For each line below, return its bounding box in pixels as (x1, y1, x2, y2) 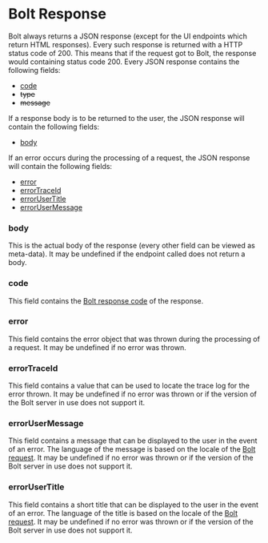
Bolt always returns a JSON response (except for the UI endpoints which (8, 31, 248, 41)
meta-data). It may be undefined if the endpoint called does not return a (8, 249, 246, 259)
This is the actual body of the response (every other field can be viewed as (8, 241, 256, 251)
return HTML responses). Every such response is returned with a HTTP (8, 39, 243, 49)
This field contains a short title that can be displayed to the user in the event (8, 500, 258, 509)
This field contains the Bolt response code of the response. (8, 296, 204, 305)
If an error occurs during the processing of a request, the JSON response (8, 153, 250, 163)
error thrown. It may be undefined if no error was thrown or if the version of (8, 389, 258, 399)
